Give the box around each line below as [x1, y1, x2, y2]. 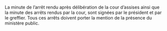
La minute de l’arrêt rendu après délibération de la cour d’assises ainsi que [5, 4, 160, 10]
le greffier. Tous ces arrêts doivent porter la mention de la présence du [5, 15, 152, 20]
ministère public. [5, 20, 39, 26]
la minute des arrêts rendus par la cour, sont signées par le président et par [5, 9, 162, 15]
